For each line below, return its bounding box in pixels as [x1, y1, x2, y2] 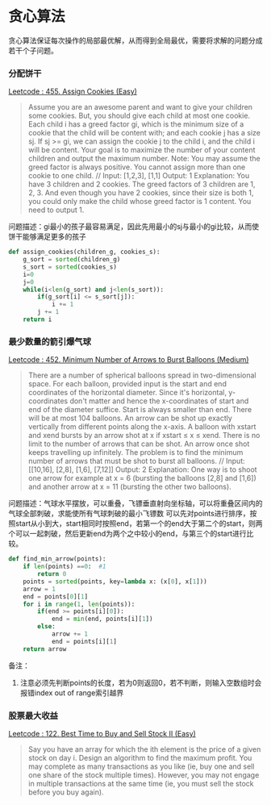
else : [37, 623, 56, 631]
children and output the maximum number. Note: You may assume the [27, 154, 261, 164]
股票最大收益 [8, 710, 59, 721]
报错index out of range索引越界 [19, 687, 124, 698]
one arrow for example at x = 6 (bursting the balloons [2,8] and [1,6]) [27, 473, 256, 483]
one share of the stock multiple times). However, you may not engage [27, 770, 260, 779]
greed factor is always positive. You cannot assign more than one [27, 162, 246, 172]
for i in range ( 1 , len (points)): [23, 600, 135, 608]
